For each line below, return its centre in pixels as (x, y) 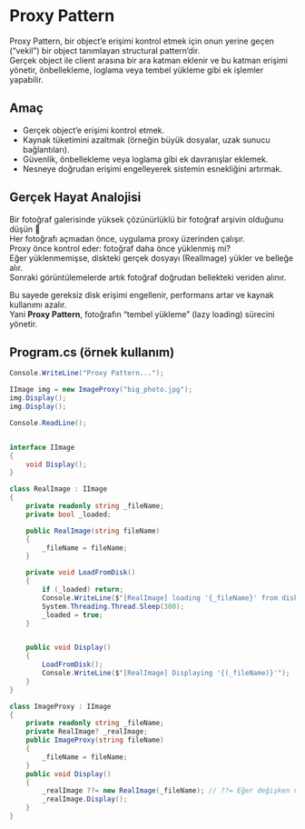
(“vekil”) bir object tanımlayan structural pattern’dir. (105, 50)
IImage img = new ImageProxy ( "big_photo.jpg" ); (101, 390)
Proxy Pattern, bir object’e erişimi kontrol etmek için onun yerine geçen (142, 41)
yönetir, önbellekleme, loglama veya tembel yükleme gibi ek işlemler (137, 70)
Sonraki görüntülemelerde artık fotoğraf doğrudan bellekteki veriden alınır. (148, 277)
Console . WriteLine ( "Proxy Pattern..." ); (87, 374)
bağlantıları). (46, 149)
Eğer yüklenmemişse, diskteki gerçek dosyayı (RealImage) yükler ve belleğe (151, 258)
